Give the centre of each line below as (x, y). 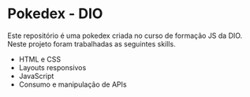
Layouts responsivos (52, 67)
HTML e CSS (40, 59)
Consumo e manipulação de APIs (73, 84)
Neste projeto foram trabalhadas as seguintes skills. (91, 43)
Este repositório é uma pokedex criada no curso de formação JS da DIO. (125, 35)
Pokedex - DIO (55, 14)
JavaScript (36, 76)
